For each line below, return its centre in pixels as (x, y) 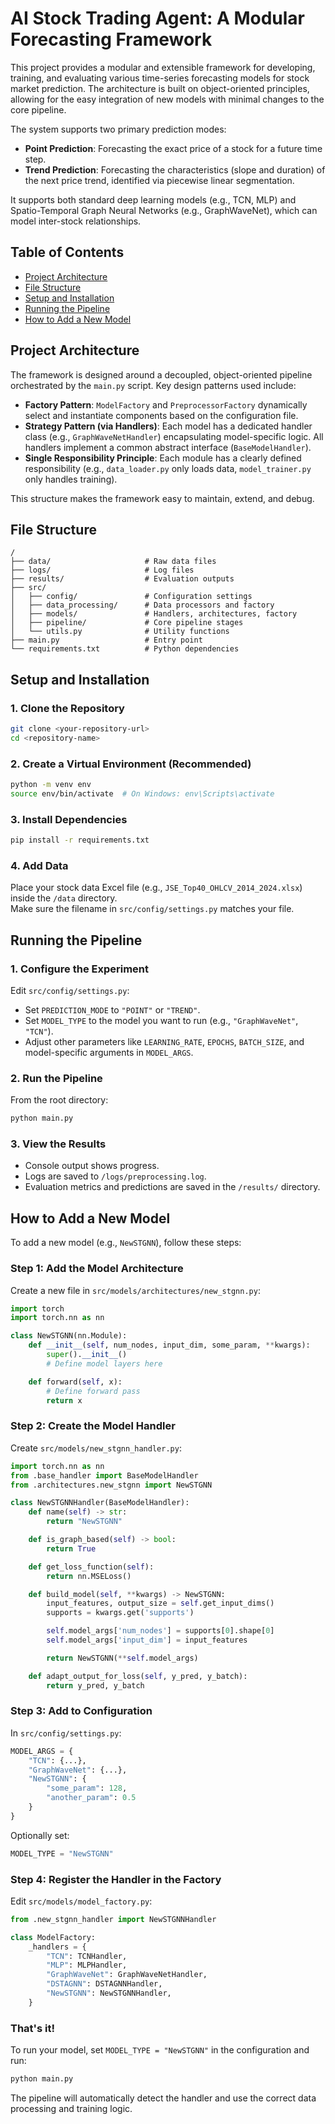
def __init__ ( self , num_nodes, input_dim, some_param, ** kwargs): (169, 1345)
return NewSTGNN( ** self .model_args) (122, 1658)
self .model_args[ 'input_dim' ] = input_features (147, 1640)
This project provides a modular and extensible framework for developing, (163, 67)
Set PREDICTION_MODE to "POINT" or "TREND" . (112, 1010)
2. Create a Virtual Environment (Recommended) (131, 764)
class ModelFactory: (53, 1937)
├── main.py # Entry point (106, 640)
